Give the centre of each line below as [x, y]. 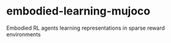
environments [24, 34]
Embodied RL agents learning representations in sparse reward [85, 28]
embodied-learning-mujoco [78, 11]
